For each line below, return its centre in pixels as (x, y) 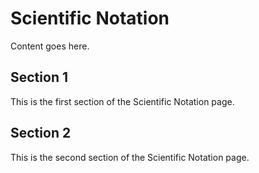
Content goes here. (50, 46)
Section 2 (41, 133)
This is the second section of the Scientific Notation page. (130, 157)
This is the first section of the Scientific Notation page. (122, 101)
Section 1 (39, 77)
